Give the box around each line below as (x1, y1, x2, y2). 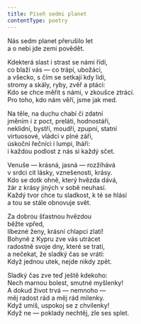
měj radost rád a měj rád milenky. (7, 294, 105, 302)
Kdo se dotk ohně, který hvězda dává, (7, 175, 118, 184)
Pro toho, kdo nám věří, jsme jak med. (7, 95, 118, 104)
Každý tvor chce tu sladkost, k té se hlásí (7, 191, 128, 199)
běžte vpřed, (7, 219, 45, 228)
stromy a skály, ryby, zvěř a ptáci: (7, 80, 106, 89)
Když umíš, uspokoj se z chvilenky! (7, 301, 110, 309)
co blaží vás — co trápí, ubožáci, (7, 65, 103, 74)
